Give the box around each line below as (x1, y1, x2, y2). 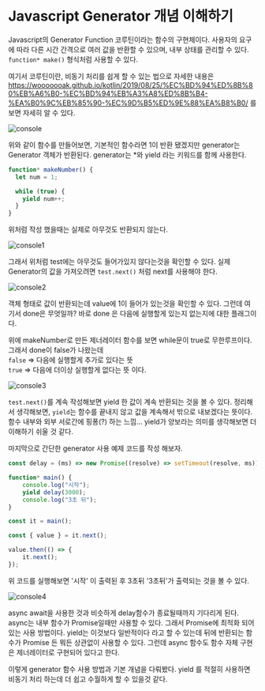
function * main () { (8, 474, 73, 482)
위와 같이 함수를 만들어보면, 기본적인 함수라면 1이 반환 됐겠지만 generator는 (8, 140, 241, 149)
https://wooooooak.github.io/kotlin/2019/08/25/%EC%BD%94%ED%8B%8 (8, 80, 254, 89)
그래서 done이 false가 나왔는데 (8, 345, 104, 355)
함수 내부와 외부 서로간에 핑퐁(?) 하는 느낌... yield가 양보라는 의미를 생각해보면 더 (8, 417, 257, 427)
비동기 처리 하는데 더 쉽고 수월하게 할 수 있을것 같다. (8, 674, 168, 684)
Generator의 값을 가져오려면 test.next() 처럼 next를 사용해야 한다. (8, 266, 218, 277)
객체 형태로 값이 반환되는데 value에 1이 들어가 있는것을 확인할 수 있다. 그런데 (8, 299, 243, 308)
